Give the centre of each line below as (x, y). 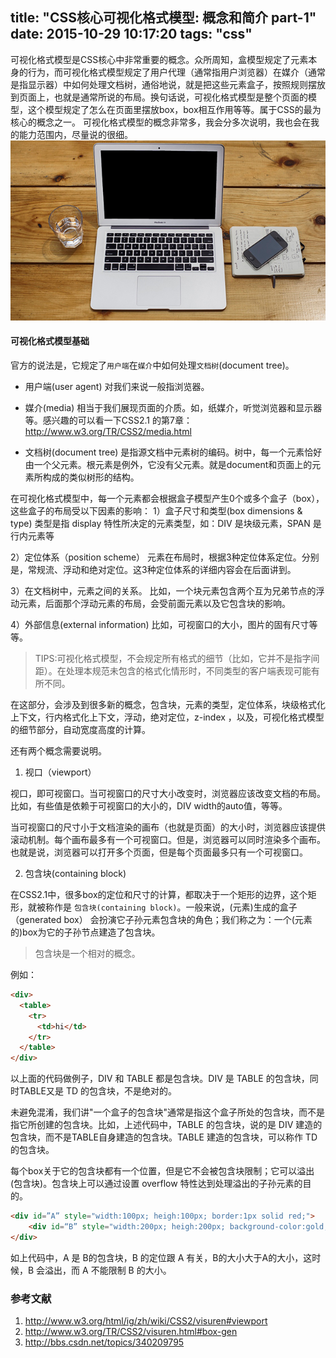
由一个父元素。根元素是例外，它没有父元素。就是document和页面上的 (168, 465)
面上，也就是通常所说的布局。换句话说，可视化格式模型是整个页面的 (167, 97)
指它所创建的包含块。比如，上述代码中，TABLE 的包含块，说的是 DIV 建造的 (166, 1125)
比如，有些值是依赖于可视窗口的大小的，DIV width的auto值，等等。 (149, 806)
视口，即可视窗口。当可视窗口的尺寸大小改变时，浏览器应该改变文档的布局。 (168, 794)
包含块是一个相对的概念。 (87, 954)
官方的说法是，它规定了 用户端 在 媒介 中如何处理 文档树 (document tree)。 (152, 365)
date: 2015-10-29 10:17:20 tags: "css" (131, 34)
